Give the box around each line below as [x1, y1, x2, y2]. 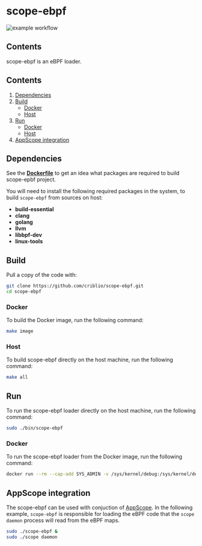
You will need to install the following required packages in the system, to [6, 188, 185, 195]
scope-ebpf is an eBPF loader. [6, 57, 82, 65]
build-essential [14, 206, 54, 213]
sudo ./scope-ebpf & [6, 528, 58, 535]
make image [6, 328, 34, 334]
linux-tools [14, 238, 43, 245]
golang [14, 218, 33, 226]
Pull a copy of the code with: [6, 271, 77, 279]
